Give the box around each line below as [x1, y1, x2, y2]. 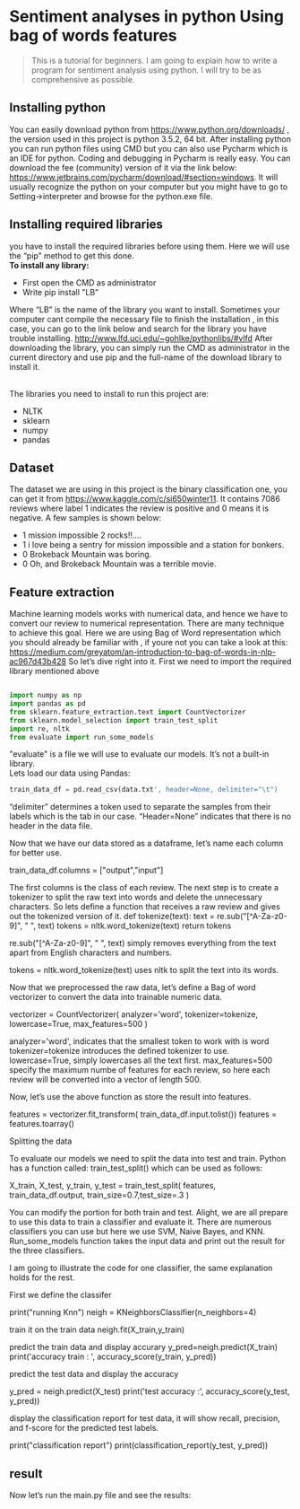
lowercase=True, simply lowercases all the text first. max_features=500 [9, 1055, 273, 1066]
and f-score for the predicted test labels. [9, 1423, 159, 1434]
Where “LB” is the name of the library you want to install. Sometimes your [9, 303, 280, 315]
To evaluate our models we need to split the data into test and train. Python [9, 1154, 287, 1164]
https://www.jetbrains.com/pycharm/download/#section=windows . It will [9, 171, 279, 182]
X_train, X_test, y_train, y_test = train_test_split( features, [9, 1180, 217, 1191]
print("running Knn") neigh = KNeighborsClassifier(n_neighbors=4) [9, 1307, 257, 1318]
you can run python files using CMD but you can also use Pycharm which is [9, 143, 288, 154]
